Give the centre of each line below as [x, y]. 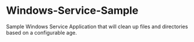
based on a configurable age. [42, 32]
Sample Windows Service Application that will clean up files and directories [97, 26]
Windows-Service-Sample [72, 11]
